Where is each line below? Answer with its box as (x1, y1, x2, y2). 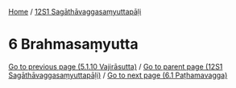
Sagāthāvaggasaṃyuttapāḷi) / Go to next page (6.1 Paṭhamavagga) (8, 70, 228, 80)
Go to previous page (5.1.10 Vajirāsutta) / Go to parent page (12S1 (8, 61, 223, 71)
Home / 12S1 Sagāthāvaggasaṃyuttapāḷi (8, 7, 142, 16)
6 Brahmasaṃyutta (8, 36, 139, 53)
